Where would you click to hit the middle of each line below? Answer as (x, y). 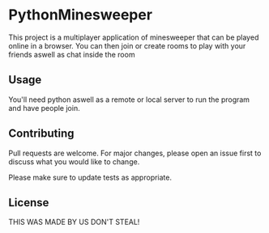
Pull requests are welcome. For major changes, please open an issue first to (135, 153)
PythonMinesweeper (80, 15)
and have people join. (44, 108)
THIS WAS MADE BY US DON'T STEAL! (74, 222)
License (29, 203)
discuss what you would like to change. (74, 161)
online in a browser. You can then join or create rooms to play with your (127, 45)
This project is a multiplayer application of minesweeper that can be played (134, 37)
